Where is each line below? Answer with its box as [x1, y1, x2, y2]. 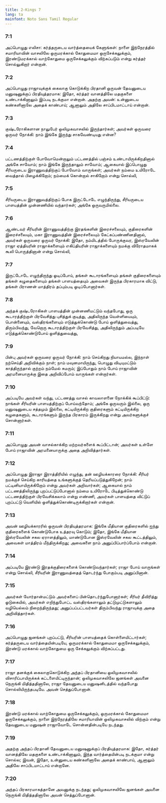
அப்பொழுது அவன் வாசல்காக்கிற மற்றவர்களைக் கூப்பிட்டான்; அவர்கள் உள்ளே [5, 441, 154, 447]
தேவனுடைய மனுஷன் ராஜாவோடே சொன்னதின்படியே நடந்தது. [5, 721, 124, 727]
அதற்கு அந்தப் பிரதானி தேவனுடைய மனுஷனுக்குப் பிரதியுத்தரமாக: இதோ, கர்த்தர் [5, 746, 159, 752]
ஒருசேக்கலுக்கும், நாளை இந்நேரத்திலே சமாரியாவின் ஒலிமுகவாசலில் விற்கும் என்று [5, 716, 161, 722]
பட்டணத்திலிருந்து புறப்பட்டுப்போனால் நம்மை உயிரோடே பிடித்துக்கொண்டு [5, 488, 144, 494]
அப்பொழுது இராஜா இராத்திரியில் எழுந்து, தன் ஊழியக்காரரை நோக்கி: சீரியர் [5, 471, 149, 477]
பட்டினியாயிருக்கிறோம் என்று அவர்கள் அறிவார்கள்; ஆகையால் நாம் [5, 482, 132, 488]
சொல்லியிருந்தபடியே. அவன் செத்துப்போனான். [5, 686, 92, 692]
